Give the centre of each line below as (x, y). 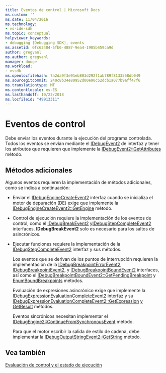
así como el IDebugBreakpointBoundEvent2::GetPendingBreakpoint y (84, 275)
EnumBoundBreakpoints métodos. (48, 281)
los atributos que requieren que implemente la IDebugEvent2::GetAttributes (83, 149)
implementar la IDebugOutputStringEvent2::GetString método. (77, 337)
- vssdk (13, 71)
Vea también (25, 353)
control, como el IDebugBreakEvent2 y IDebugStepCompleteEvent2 (82, 223)
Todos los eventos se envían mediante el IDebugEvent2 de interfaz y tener (82, 144)
